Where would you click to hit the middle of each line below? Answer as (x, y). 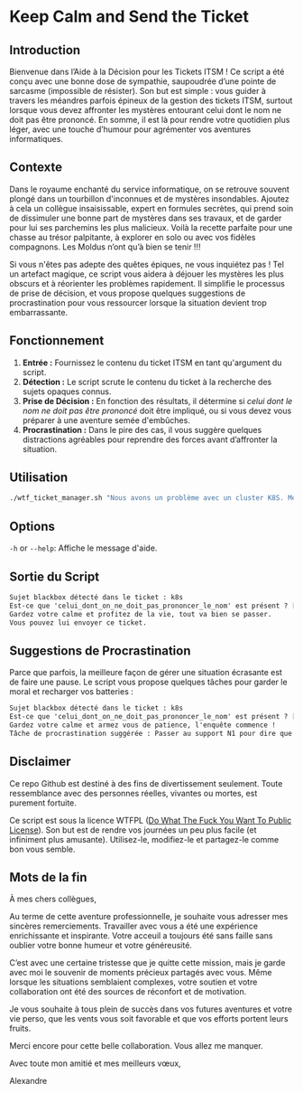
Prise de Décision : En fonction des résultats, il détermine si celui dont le (157, 400)
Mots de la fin (48, 877)
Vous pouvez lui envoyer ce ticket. (78, 622)
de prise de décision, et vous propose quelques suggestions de (128, 293)
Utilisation (39, 478)
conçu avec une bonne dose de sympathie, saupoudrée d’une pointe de (143, 81)
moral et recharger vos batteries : (71, 692)
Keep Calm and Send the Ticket (129, 17)
